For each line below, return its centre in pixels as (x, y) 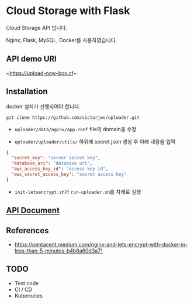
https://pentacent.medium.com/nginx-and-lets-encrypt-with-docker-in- (101, 245)
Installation (27, 92)
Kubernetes (28, 296)
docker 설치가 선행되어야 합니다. (43, 106)
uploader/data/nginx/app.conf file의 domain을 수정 (75, 129)
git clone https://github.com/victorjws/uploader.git (73, 117)
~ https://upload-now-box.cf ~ (41, 73)
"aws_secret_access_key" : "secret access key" (69, 175)
